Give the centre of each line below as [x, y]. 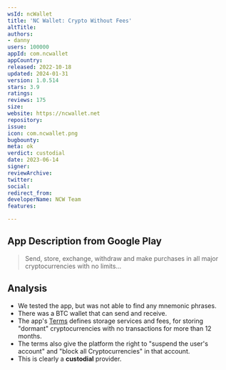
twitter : [20, 180]
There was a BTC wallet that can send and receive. [92, 313]
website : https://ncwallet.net [54, 113]
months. [30, 336]
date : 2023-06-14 [33, 160]
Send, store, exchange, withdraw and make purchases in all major [122, 258]
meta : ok [20, 147]
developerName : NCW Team [44, 200]
